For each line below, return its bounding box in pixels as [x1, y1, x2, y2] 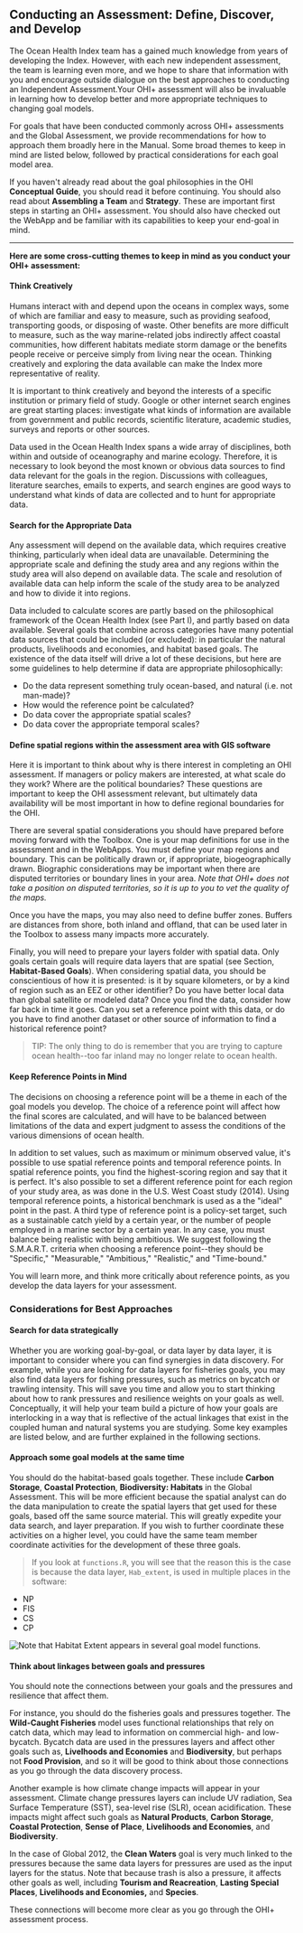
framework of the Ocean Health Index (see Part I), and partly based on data [9, 615, 290, 626]
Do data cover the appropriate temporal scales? [22, 718, 200, 730]
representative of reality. [9, 368, 101, 379]
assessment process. [9, 1914, 88, 1925]
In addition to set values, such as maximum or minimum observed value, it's [9, 1147, 291, 1158]
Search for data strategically [9, 1325, 119, 1336]
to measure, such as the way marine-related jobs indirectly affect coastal [9, 330, 281, 341]
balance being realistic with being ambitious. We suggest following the [9, 1234, 271, 1244]
